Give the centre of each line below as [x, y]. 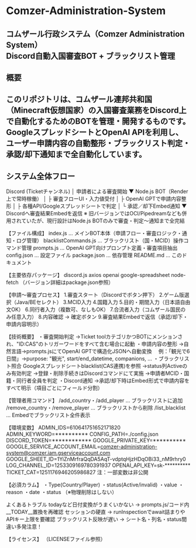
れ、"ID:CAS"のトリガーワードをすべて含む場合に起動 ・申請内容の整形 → [95, 344]
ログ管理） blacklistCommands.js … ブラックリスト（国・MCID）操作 [100, 241]
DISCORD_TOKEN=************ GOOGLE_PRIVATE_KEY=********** [96, 441]
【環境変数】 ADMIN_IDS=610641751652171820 [63, 428]
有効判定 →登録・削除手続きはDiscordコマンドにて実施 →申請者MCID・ [97, 373]
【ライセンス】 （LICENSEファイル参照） [56, 539]
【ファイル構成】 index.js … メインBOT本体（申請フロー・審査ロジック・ [94, 234]
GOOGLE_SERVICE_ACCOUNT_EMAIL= [53, 446]
